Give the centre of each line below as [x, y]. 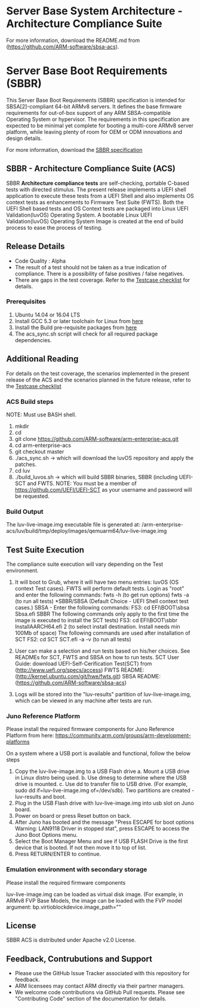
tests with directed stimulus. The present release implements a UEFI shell [96, 189]
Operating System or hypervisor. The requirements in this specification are [98, 119]
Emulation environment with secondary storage [77, 870]
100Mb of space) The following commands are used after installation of [103, 633]
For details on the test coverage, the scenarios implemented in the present [98, 373]
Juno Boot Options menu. [46, 835]
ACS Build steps [30, 401]
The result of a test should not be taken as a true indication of [91, 267]
